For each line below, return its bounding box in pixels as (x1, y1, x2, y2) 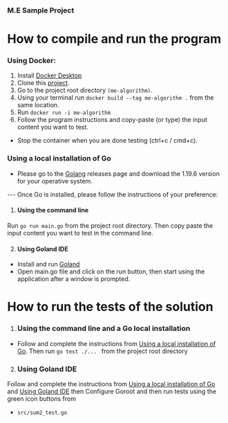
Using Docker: (7, 56, 57, 66)
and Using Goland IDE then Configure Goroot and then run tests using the (7, 387, 216, 395)
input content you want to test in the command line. (7, 228, 154, 237)
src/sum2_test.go (17, 409, 68, 416)
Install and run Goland (17, 260, 80, 269)
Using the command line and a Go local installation (17, 324, 191, 334)
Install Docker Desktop (17, 71, 82, 80)
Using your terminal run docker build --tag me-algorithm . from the (17, 93, 214, 102)
